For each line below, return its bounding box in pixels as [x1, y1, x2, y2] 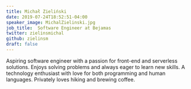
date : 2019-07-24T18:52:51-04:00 [6, 14, 88, 20]
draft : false [6, 42, 38, 47]
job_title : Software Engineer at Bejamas [6, 25, 111, 31]
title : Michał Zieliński [6, 8, 67, 15]
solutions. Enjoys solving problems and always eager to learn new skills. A [6, 63, 186, 70]
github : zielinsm [6, 36, 49, 42]
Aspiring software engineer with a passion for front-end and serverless [6, 57, 178, 64]
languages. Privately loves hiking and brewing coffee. [6, 76, 135, 83]
